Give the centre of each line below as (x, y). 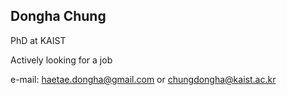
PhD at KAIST (38, 40)
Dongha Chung (58, 16)
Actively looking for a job (61, 60)
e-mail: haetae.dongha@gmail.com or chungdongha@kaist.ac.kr (143, 79)
